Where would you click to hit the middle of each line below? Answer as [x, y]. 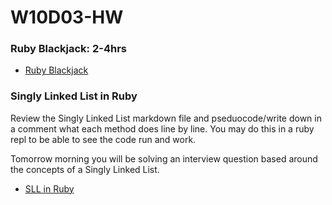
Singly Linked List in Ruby [74, 96]
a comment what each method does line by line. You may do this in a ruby [162, 128]
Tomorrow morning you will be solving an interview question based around [164, 158]
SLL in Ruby [49, 188]
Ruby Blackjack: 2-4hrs [68, 49]
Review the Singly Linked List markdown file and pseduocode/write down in [166, 118]
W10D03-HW [67, 17]
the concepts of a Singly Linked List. [85, 169]
